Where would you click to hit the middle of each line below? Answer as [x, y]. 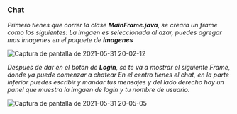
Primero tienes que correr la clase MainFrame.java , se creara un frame [112, 25]
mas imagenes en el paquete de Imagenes [70, 40]
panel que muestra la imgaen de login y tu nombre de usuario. [99, 90]
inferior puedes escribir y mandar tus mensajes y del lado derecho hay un [116, 82]
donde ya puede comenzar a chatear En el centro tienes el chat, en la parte [118, 75]
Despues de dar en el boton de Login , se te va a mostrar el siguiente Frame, [119, 68]
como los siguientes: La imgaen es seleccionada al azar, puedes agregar [115, 32]
